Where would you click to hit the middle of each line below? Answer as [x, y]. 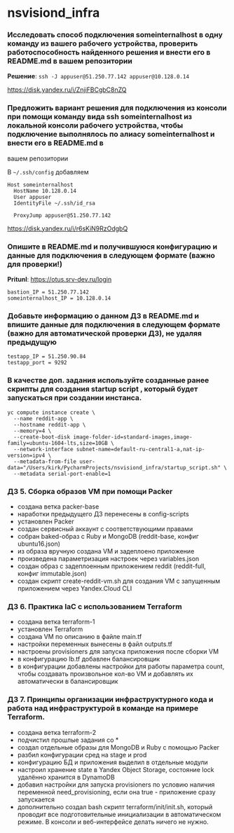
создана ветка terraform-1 [56, 622]
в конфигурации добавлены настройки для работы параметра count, [121, 666]
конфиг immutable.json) [52, 573]
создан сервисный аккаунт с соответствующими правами [105, 529]
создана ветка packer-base [58, 507]
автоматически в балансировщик [68, 682]
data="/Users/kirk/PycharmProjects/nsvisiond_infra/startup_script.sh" [114, 467]
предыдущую [32, 342]
